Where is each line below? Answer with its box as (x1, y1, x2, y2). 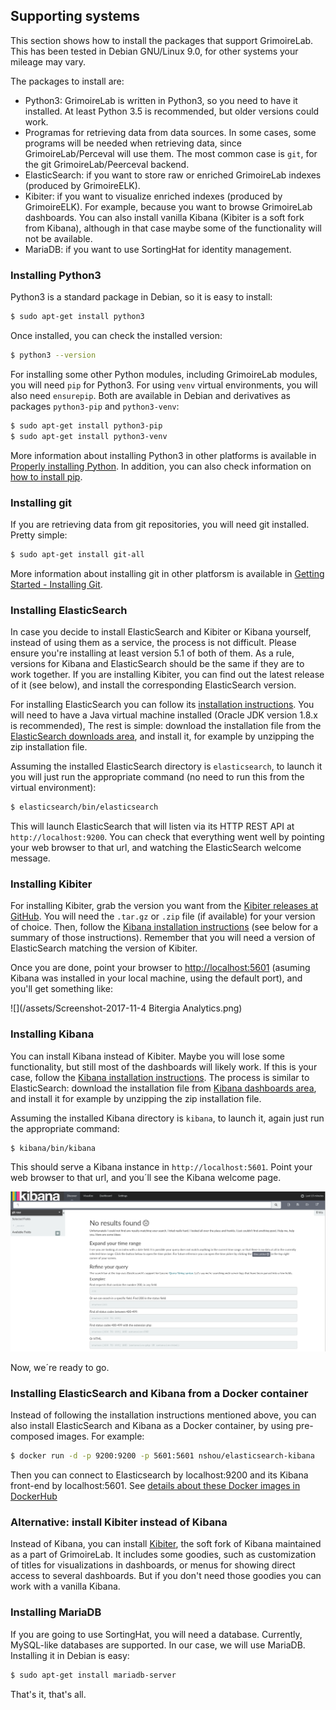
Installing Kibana (10, 1027, 95, 1041)
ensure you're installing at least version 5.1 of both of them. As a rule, (10, 647, 295, 659)
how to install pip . (10, 470, 83, 483)
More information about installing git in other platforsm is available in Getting (10, 567, 325, 579)
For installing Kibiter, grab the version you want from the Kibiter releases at (10, 900, 319, 912)
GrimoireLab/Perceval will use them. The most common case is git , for (24, 147, 318, 159)
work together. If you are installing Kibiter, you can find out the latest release (10, 669, 325, 681)
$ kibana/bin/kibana (10, 1143, 97, 1153)
